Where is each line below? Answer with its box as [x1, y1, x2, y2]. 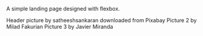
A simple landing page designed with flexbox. [6, 5, 120, 12]
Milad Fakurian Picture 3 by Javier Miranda [6, 23, 113, 30]
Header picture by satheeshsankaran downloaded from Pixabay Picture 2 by [6, 17, 197, 23]
